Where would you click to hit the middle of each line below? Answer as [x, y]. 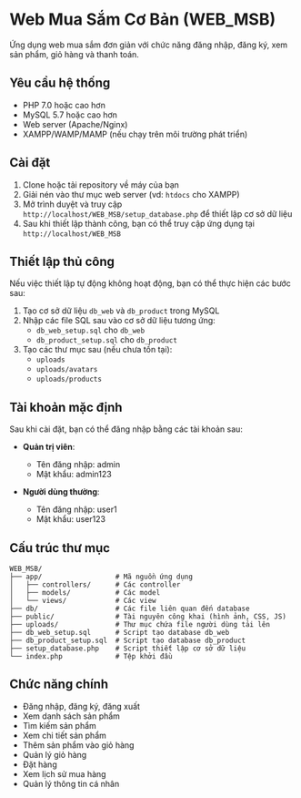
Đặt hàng [40, 764]
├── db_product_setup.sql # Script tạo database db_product [128, 640]
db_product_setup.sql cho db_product [106, 340]
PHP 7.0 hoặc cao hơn [64, 105]
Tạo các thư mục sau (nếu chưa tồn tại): [97, 350]
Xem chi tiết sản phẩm [65, 735]
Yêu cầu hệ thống [60, 83]
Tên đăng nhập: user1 [76, 509]
